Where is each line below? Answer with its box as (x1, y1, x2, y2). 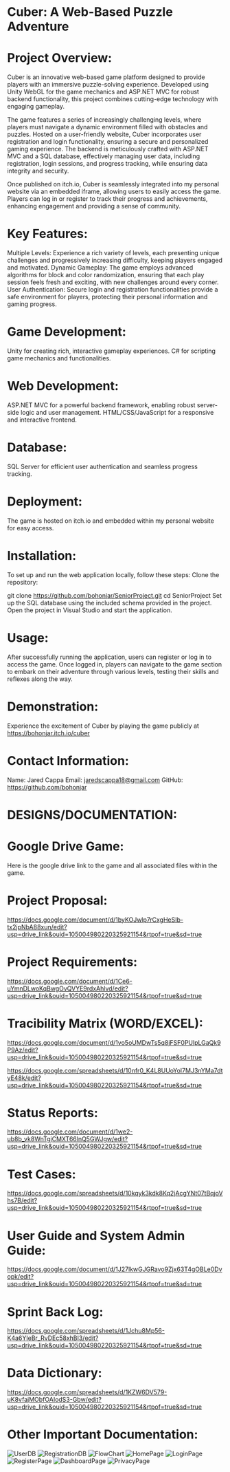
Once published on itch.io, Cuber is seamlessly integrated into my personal (7, 180, 220, 188)
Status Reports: (7, 1105, 98, 1121)
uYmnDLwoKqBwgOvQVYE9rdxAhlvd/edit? (7, 984, 128, 993)
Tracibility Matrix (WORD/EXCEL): (7, 1015, 204, 1031)
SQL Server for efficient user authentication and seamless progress (7, 462, 198, 470)
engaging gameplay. (7, 102, 65, 111)
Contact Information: (7, 753, 129, 768)
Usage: (7, 630, 49, 645)
